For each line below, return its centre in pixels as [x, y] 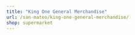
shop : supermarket [29, 23]
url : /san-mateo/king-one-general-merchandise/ [68, 17]
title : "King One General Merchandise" [57, 12]
